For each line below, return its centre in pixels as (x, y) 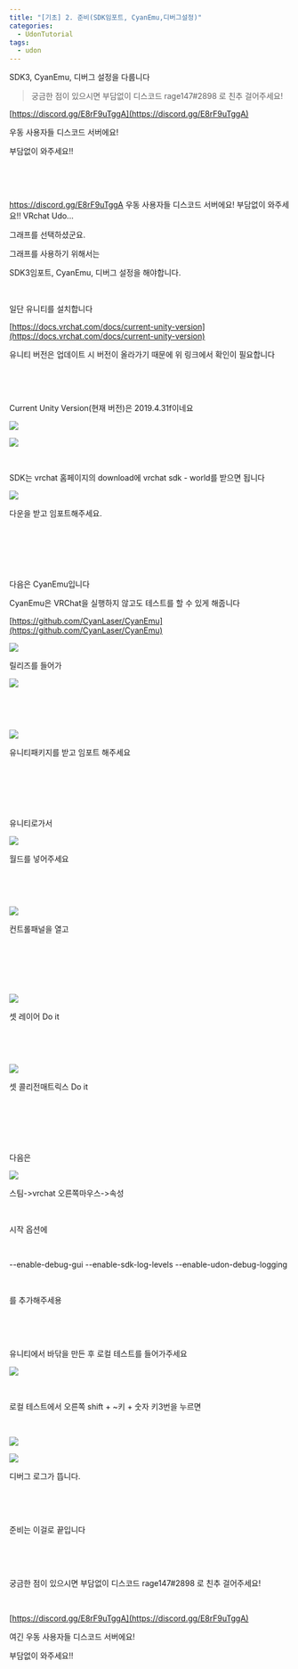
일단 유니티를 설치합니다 (51, 309)
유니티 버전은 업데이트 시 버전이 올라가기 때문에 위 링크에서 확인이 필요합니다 (142, 355)
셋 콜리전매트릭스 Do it (49, 1087)
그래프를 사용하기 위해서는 (55, 254)
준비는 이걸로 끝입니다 (48, 1530)
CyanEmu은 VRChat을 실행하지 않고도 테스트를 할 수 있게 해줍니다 (125, 604)
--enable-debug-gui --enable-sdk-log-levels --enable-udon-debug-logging (148, 1265)
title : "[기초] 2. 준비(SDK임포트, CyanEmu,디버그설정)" (106, 17)
